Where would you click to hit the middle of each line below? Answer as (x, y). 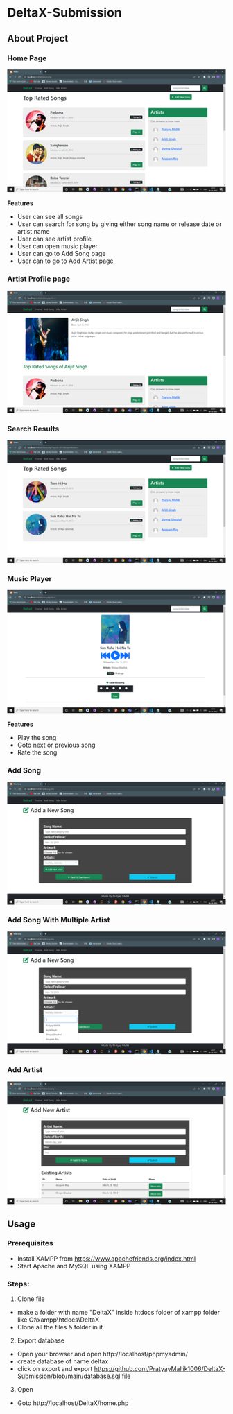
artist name (33, 232)
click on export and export (55, 1369)
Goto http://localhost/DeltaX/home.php (73, 1403)
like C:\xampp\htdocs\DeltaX (58, 1320)
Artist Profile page (39, 279)
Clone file (31, 1299)
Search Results (33, 429)
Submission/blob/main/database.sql (69, 1376)
